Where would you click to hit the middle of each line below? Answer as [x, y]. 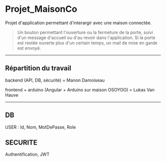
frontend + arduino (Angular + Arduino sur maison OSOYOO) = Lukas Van [80, 89]
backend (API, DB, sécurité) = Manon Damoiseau [55, 80]
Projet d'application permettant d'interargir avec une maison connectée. [78, 23]
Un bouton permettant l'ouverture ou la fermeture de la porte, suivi [85, 32]
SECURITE [21, 142]
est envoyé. [29, 48]
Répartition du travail [38, 68]
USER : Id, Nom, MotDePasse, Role [41, 127]
